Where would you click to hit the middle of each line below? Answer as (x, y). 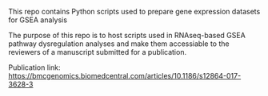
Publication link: (34, 67)
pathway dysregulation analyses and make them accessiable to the (119, 44)
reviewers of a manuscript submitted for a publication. (97, 52)
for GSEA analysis (38, 20)
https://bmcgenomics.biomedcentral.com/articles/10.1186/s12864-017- (125, 76)
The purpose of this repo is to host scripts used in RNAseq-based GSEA (127, 35)
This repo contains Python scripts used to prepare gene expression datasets (134, 12)
